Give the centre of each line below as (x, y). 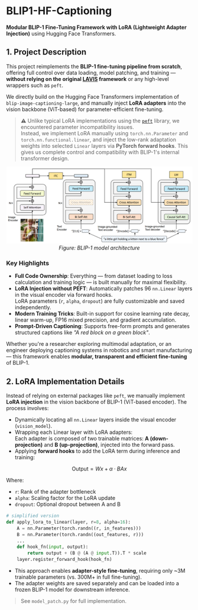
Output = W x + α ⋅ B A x (99, 469)
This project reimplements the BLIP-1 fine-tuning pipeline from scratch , (94, 66)
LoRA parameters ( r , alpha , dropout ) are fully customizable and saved (100, 301)
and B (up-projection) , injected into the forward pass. (110, 445)
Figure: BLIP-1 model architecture (99, 248)
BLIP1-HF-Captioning (59, 11)
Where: (15, 481)
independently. (33, 307)
